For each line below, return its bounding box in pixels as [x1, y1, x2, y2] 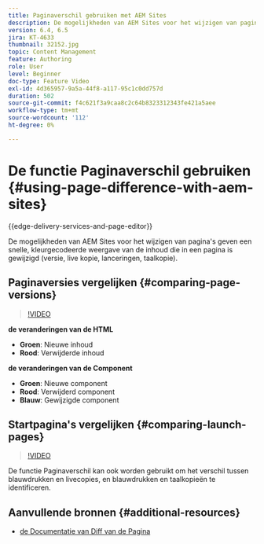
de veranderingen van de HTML [8, 324, 114, 334]
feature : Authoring [8, 56, 72, 64]
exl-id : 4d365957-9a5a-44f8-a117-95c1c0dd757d [8, 84, 163, 93]
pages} [8, 430, 45, 443]
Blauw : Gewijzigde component [19, 395, 119, 405]
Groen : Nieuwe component [19, 378, 108, 388]
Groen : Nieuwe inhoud [19, 340, 93, 349]
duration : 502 [8, 92, 55, 100]
